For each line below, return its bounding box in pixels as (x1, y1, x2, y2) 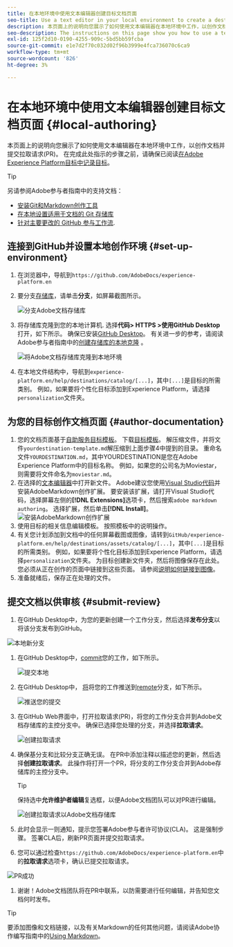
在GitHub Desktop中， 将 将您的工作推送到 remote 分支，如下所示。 (17, 683, 206, 691)
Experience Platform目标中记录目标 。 (7, 158, 114, 167)
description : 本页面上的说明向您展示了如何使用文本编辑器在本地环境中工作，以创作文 (7, 23, 223, 30)
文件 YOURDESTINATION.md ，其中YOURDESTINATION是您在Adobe (17, 453, 198, 461)
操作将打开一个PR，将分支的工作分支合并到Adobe (73, 759, 216, 767)
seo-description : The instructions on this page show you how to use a (7, 29, 218, 37)
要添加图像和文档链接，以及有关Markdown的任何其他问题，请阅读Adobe (7, 923, 214, 931)
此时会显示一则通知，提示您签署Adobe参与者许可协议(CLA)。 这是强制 (17, 825, 218, 833)
